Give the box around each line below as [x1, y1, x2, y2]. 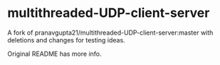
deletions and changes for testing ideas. [7, 35, 126, 44]
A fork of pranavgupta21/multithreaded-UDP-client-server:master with [7, 28, 214, 37]
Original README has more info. [7, 49, 102, 58]
